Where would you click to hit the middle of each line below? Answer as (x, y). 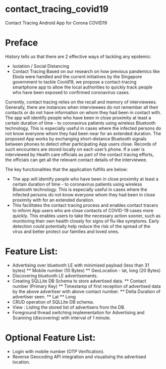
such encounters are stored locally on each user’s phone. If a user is (75, 149)
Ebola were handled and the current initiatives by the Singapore (77, 76)
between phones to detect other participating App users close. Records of (81, 144)
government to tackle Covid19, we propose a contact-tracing (74, 82)
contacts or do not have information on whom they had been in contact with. (83, 112)
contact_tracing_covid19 (57, 9)
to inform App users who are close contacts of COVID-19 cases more (83, 210)
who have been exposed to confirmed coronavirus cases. (71, 92)
